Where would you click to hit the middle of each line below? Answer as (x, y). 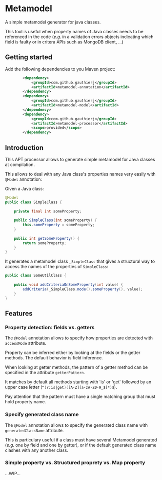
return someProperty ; (45, 243)
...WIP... (13, 473)
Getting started (29, 57)
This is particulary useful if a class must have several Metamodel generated (81, 439)
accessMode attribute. (26, 343)
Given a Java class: (24, 188)
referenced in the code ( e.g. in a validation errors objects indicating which (79, 37)
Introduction (24, 148)
